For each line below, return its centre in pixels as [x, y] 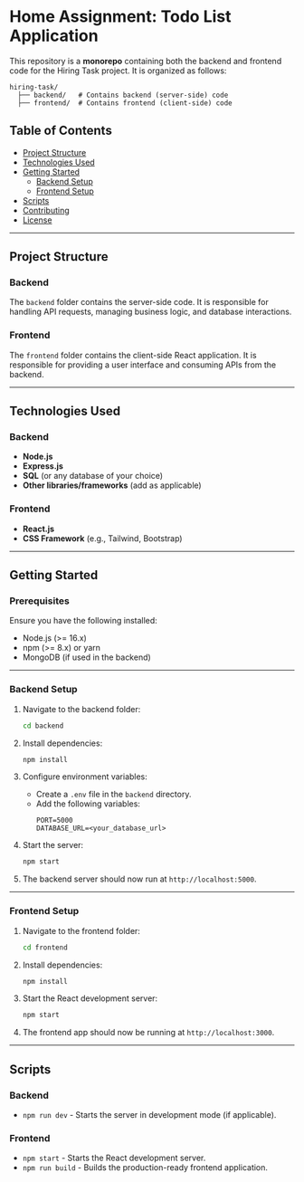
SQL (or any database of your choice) [93, 476]
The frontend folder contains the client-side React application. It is [133, 355]
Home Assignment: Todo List [120, 17]
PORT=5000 [55, 821]
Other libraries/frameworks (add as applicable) [112, 485]
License [37, 220]
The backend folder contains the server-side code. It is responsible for [139, 302]
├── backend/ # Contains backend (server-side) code [123, 95]
